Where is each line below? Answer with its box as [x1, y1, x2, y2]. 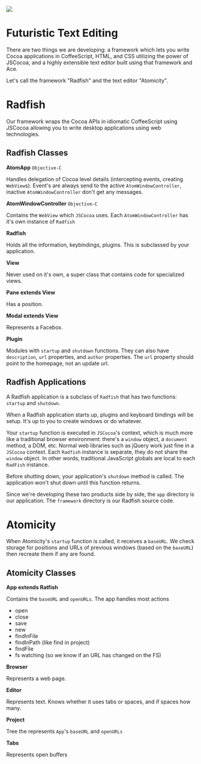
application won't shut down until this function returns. [6, 479, 141, 486]
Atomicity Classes [6, 568, 76, 578]
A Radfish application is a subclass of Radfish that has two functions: [6, 393, 177, 400]
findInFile [14, 633, 38, 640]
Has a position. [6, 300, 43, 307]
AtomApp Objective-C [6, 164, 62, 171]
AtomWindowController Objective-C [6, 200, 98, 207]
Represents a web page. [6, 675, 67, 682]
